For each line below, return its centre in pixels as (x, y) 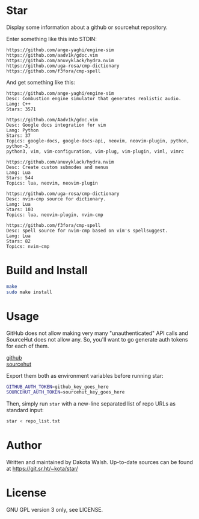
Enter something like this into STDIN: (52, 39)
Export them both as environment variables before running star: (85, 375)
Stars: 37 (19, 135)
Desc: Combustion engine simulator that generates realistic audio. (94, 98)
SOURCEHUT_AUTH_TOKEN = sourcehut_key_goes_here (66, 392)
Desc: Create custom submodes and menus (58, 167)
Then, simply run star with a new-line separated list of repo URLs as (91, 404)
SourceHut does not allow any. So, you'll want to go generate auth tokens (97, 339)
